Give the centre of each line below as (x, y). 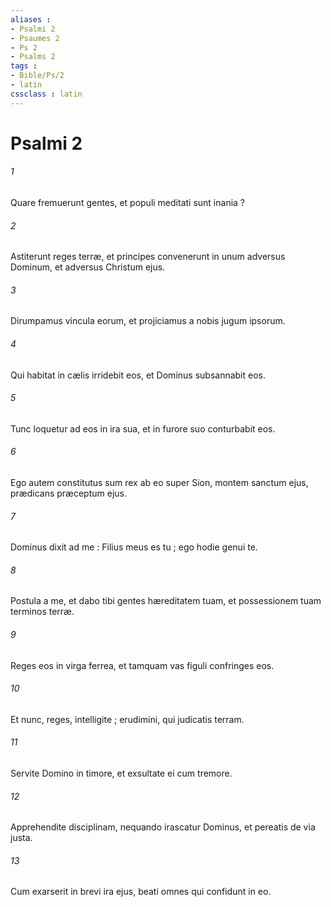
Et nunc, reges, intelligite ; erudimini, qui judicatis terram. (127, 719)
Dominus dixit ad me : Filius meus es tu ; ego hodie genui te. (134, 547)
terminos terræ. (42, 612)
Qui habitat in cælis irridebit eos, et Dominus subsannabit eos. (138, 375)
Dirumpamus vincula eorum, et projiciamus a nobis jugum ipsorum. (148, 321)
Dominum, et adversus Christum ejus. (88, 267)
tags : (24, 66)
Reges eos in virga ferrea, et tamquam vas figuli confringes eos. (142, 665)
